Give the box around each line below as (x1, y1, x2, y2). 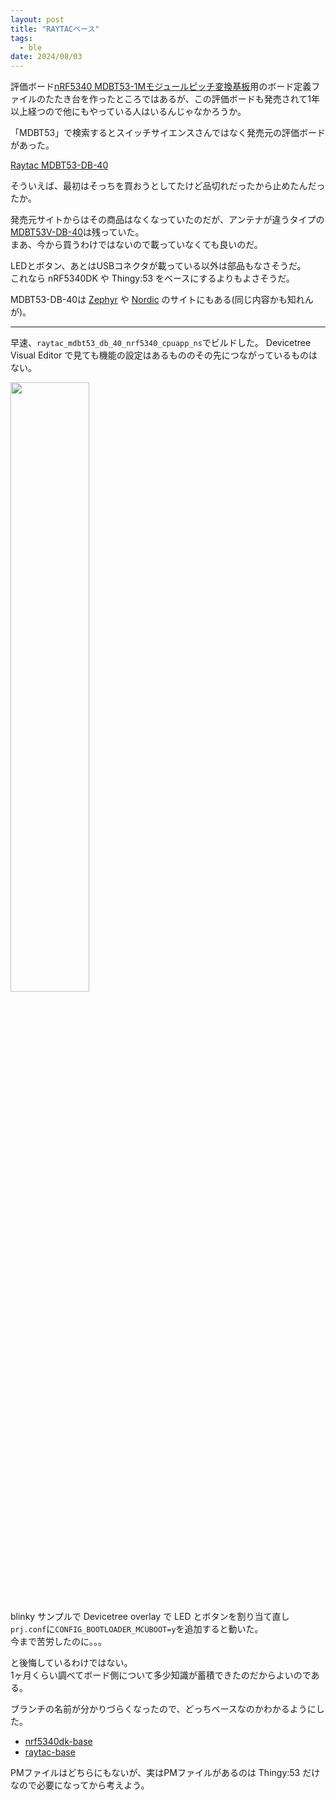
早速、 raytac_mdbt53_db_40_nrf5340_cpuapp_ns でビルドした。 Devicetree (10, 337, 312, 349)
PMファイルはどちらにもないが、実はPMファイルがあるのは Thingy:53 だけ (10, 1767, 321, 1779)
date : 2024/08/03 (10, 52, 83, 62)
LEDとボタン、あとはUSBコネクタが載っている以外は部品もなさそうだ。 (10, 260, 307, 272)
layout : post (10, 14, 65, 25)
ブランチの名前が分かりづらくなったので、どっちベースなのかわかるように (10, 1703, 317, 1715)
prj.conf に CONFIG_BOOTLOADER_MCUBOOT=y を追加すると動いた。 (10, 1623, 264, 1635)
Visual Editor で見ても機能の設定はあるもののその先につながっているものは (10, 349, 318, 361)
